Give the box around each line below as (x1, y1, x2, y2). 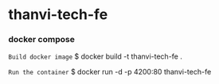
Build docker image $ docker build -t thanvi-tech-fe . (8, 52, 183, 61)
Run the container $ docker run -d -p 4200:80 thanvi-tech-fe (8, 67, 212, 77)
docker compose (8, 34, 76, 45)
